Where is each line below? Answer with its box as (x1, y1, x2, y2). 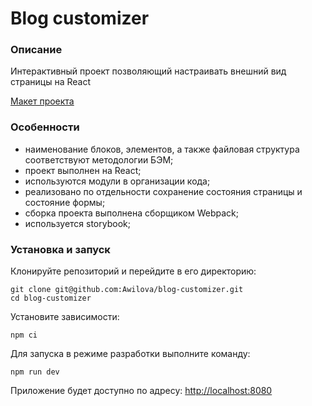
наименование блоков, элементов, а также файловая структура (24, 143, 300, 155)
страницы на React (10, 76, 92, 88)
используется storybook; (24, 217, 131, 229)
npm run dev (10, 367, 60, 377)
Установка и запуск (10, 242, 111, 256)
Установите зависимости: (10, 311, 120, 323)
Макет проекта (10, 95, 75, 107)
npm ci (10, 330, 38, 341)
